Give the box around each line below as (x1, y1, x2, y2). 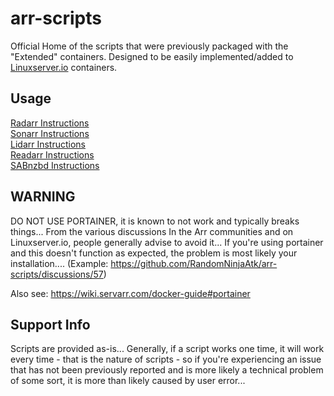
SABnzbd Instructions (10, 159, 100, 171)
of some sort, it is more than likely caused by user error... (10, 375, 246, 387)
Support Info (10, 316, 91, 333)
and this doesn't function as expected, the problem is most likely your (10, 247, 298, 259)
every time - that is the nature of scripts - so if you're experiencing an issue (10, 353, 322, 366)
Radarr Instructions (10, 117, 90, 129)
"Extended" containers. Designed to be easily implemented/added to (10, 50, 294, 62)
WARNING (10, 188, 76, 206)
